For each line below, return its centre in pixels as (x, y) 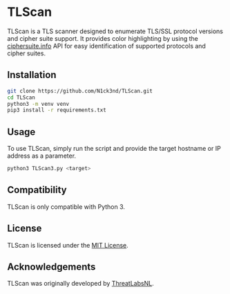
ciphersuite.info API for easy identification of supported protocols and (106, 46)
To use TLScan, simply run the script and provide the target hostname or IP (114, 149)
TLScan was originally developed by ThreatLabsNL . (80, 284)
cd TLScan (21, 98)
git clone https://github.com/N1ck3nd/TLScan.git (80, 91)
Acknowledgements (51, 267)
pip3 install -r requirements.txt (57, 110)
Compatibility (37, 190)
